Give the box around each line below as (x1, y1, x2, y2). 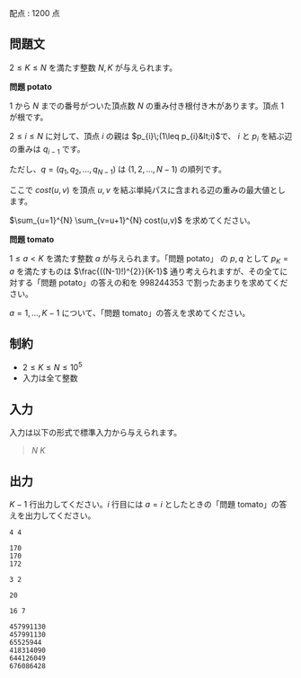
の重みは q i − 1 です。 (9, 143, 85, 156)
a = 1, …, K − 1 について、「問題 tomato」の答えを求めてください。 (9, 308, 251, 318)
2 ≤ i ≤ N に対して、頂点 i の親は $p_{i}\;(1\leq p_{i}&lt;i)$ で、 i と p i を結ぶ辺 (9, 130, 293, 144)
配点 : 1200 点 (9, 8, 60, 18)
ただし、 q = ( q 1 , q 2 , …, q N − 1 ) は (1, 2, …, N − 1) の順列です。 (9, 164, 226, 177)
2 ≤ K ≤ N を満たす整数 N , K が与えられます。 (9, 62, 178, 73)
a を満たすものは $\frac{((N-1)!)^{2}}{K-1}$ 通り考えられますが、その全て (9, 266, 280, 277)
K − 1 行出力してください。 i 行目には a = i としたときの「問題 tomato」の (9, 499, 280, 510)
